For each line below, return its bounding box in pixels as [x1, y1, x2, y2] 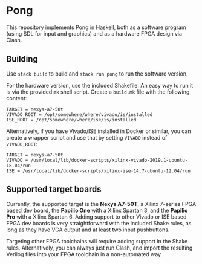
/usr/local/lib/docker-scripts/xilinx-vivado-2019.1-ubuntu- [30, 157, 188, 163]
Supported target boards [6, 184, 102, 195]
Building [6, 54, 38, 64]
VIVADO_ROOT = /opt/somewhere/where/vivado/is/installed [6, 111, 153, 118]
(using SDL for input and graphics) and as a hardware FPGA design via [6, 30, 183, 37]
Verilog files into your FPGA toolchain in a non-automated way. [6, 250, 163, 257]
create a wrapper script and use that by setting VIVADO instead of [6, 134, 168, 141]
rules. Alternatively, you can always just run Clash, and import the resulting [6, 244, 193, 251]
